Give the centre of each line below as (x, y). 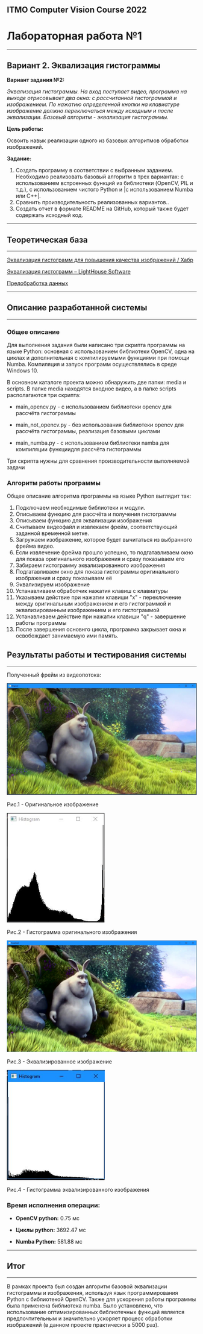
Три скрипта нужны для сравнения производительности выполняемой (98, 461)
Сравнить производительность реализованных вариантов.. (92, 202)
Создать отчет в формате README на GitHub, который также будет (102, 209)
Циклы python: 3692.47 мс (51, 1230)
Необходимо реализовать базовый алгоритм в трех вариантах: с (100, 177)
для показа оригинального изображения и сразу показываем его (100, 559)
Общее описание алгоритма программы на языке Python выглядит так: (99, 496)
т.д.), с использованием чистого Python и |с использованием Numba (104, 190)
